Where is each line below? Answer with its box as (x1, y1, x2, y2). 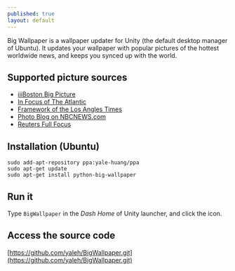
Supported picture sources (7, 71, 128, 83)
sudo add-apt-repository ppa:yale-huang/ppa (7, 159, 140, 166)
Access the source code (7, 229, 116, 241)
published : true (7, 10, 55, 18)
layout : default (7, 17, 55, 24)
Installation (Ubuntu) (7, 140, 100, 152)
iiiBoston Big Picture (17, 90, 76, 99)
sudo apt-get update (7, 165, 68, 172)
